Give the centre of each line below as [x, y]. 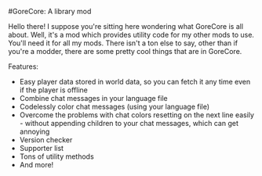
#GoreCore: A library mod [50, 11]
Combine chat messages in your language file [93, 98]
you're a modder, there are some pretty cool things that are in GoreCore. [125, 51]
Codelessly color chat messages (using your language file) [115, 106]
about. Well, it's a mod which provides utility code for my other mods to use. [131, 35]
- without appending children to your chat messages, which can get [129, 123]
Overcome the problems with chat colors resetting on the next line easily [137, 115]
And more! [36, 165]
